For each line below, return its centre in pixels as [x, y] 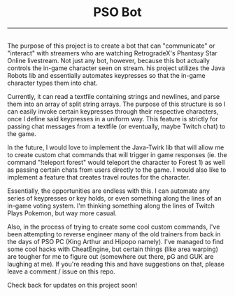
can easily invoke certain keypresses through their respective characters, [113, 111]
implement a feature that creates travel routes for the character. [99, 177]
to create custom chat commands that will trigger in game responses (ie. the [117, 154]
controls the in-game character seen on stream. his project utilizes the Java [116, 68]
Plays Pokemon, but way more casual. [62, 213]
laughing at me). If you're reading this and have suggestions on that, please [116, 264]
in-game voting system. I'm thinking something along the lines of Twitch [111, 206]
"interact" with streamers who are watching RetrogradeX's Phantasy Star [113, 53]
